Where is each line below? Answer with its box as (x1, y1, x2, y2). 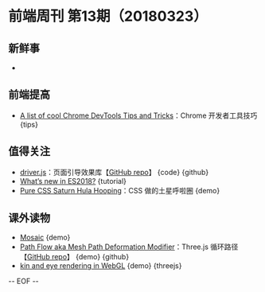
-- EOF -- (8, 276, 40, 286)
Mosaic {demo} (19, 232, 71, 243)
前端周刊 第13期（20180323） (8, 7, 208, 25)
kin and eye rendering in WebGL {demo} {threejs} (19, 261, 182, 271)
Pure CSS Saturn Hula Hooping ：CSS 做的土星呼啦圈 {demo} (19, 185, 220, 195)
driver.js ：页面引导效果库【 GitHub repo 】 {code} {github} (19, 167, 209, 177)
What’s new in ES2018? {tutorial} (19, 176, 127, 185)
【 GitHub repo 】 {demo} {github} (19, 252, 130, 262)
